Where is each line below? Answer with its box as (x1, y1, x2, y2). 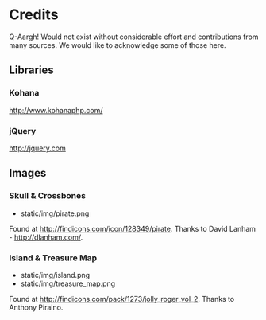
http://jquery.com (9, 143, 66, 153)
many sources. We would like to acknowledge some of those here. (9, 40, 226, 49)
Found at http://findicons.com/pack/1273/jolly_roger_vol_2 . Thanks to (9, 294, 235, 303)
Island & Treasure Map (9, 252, 98, 263)
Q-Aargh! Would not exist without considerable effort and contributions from (9, 32, 259, 41)
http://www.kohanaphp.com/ (9, 105, 103, 115)
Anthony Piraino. (9, 302, 64, 312)
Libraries (9, 64, 54, 77)
